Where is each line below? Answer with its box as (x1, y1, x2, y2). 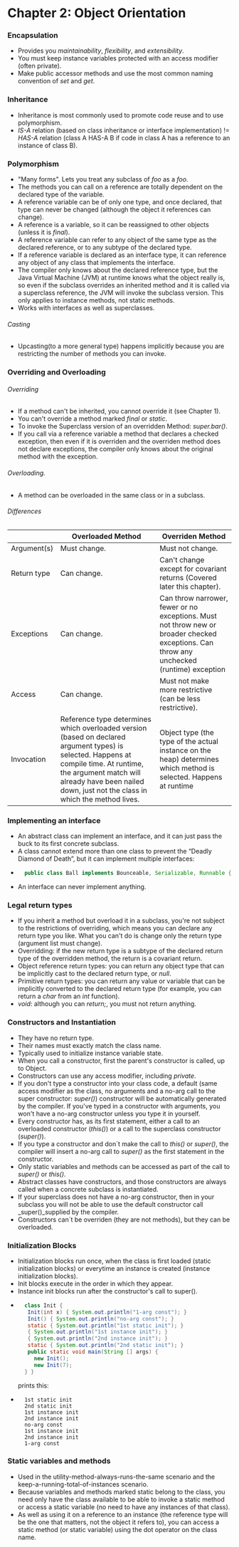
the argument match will (60, 767, 141, 777)
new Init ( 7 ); (33, 1361, 73, 1368)
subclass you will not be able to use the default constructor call (17, 1200, 204, 1208)
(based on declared (60, 732, 126, 742)
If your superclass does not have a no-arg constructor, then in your (17, 1192, 215, 1201)
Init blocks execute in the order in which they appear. (17, 1279, 174, 1288)
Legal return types (7, 900, 73, 910)
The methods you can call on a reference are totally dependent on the (17, 183, 223, 192)
